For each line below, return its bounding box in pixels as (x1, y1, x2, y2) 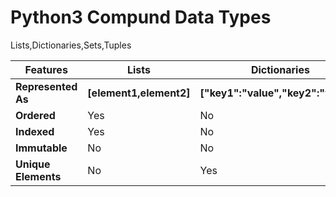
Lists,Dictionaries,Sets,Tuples (10, 39, 132, 51)
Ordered (15, 108, 56, 122)
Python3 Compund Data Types (10, 6, 272, 29)
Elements (15, 169, 62, 183)
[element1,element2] (87, 86, 191, 100)
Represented (15, 79, 78, 93)
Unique (15, 157, 51, 171)
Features (24, 62, 68, 76)
